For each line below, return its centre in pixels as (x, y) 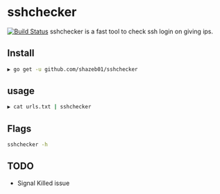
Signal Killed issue (43, 183)
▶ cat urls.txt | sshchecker (49, 107)
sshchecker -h (28, 145)
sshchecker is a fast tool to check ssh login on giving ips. (132, 31)
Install (21, 53)
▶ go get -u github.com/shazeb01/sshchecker (73, 69)
